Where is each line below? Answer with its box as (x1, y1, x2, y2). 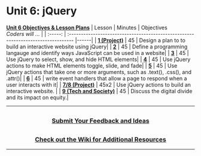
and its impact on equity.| (6, 94, 69, 101)
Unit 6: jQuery (6, 4, 77, 18)
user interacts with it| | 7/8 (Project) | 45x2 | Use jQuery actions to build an (6, 81, 191, 88)
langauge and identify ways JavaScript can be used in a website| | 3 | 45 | (6, 49, 190, 56)
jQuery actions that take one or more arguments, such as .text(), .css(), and (6, 68, 192, 75)
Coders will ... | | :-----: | (6, 30, 66, 37)
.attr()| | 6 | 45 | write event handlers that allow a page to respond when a (6, 75, 187, 82)
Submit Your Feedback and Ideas (51, 117, 150, 125)
